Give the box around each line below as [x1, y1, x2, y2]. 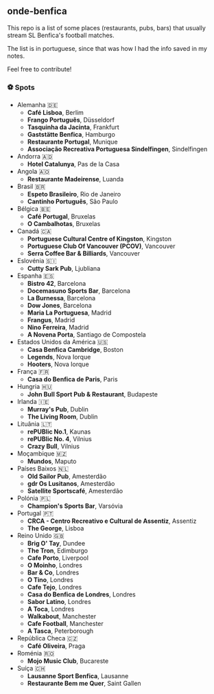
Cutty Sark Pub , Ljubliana [27, 265, 101, 273]
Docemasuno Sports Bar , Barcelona [27, 287, 130, 295]
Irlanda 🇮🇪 [16, 398, 49, 406]
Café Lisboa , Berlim [27, 109, 84, 117]
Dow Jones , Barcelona [27, 302, 93, 310]
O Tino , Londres [27, 576, 73, 584]
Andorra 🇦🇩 [16, 153, 53, 161]
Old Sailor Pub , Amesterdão [27, 472, 107, 480]
